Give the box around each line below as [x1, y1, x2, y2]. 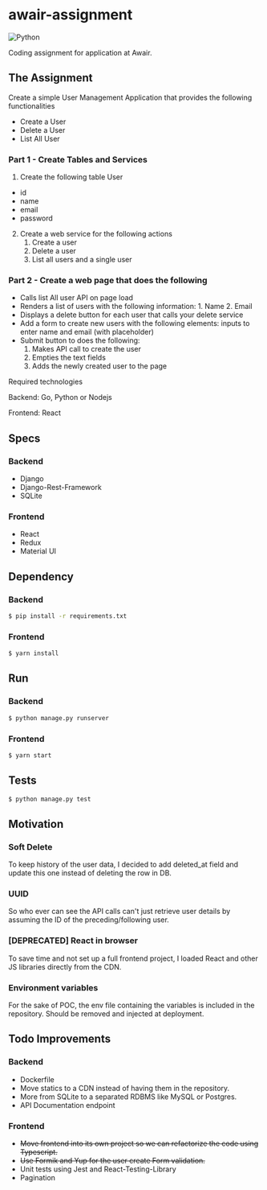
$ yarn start [8, 751, 52, 760]
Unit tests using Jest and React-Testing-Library [19, 1164, 176, 1174]
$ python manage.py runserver [8, 714, 110, 722]
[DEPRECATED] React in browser [8, 935, 139, 946]
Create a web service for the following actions [19, 229, 172, 239]
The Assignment [8, 71, 94, 85]
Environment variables [8, 982, 99, 993]
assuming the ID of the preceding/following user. [8, 915, 170, 924]
